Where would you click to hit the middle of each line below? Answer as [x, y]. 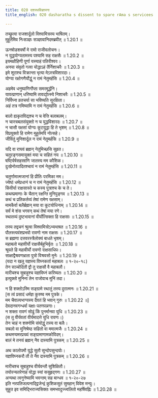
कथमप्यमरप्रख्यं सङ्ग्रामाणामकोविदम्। [35, 334]
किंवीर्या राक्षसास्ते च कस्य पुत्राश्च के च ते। [39, 188]
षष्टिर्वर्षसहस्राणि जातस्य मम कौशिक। [35, 161]
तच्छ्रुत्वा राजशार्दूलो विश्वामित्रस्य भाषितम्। [38, 34]
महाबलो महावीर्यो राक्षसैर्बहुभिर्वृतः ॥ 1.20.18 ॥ [41, 244]
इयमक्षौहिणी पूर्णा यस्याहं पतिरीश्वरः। [33, 61]
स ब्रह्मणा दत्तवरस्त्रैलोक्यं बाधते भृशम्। [35, 238]
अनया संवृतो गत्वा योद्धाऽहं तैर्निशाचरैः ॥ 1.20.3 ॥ [45, 67]
